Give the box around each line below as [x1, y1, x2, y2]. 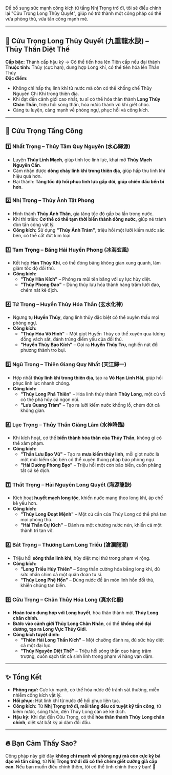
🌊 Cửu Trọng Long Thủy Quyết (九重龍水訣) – [5, 36, 149, 46]
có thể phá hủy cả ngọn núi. [20, 396, 80, 403]
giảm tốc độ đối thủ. [12, 265, 55, 272]
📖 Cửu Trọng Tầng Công [5, 126, 83, 136]
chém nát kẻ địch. [20, 287, 59, 293]
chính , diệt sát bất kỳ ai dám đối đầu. [12, 719, 91, 725]
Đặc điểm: [5, 75, 28, 81]
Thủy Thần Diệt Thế [5, 45, 70, 54]
